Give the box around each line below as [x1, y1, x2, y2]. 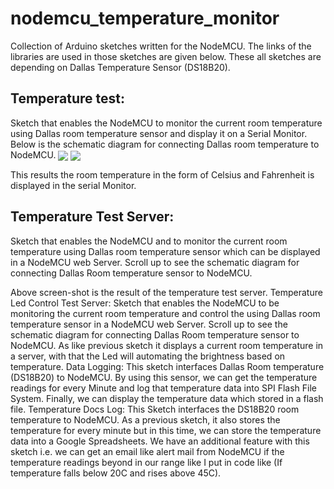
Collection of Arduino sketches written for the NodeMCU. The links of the [10, 40, 312, 52]
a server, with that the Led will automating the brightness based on [10, 350, 286, 362]
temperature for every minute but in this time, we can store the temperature [10, 424, 322, 436]
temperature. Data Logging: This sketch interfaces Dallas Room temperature [10, 360, 325, 372]
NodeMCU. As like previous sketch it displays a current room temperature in [10, 339, 324, 351]
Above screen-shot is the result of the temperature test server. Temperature [10, 286, 323, 298]
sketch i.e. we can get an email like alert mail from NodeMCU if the [10, 445, 285, 457]
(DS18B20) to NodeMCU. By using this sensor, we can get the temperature [10, 371, 318, 383]
